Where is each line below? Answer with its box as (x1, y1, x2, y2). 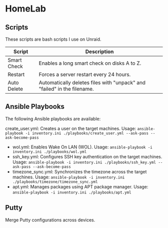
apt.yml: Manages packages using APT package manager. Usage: (12, 183, 148, 189)
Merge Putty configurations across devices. (5, 216, 95, 223)
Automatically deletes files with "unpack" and (38, 79, 146, 86)
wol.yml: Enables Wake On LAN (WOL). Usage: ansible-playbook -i (12, 144, 152, 150)
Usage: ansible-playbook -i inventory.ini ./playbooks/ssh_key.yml (12, 159, 156, 165)
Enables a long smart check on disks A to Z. (38, 60, 141, 67)
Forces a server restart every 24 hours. (38, 71, 131, 78)
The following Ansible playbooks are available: (5, 116, 101, 122)
